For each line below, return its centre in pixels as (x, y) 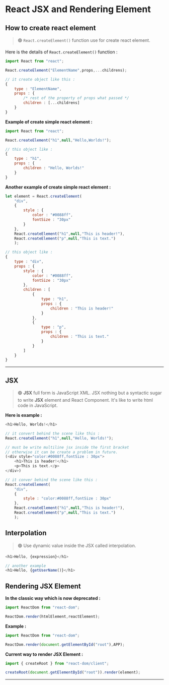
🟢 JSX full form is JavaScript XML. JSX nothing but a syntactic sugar (90, 393)
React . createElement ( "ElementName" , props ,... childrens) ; (66, 70)
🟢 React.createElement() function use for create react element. (84, 40)
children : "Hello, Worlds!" (54, 168)
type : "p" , (54, 327)
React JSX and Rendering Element (78, 9)
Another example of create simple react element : (58, 187)
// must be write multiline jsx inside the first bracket (67, 447)
